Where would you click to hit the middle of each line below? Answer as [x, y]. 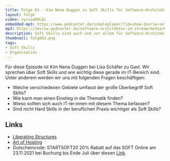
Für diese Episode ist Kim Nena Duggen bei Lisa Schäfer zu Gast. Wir [77, 67]
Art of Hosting [27, 142]
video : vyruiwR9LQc [26, 19]
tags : [11, 43]
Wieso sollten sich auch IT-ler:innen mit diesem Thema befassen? [81, 103]
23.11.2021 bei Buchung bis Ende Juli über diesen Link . [69, 153]
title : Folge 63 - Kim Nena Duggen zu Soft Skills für [64, 10]
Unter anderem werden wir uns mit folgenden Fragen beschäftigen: [75, 77]
